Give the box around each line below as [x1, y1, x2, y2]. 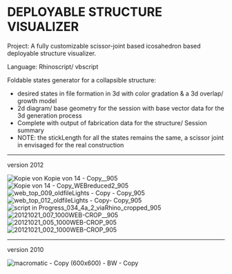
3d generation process [17, 111, 82, 120]
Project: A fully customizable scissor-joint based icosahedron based [7, 42, 202, 50]
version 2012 [7, 161, 44, 169]
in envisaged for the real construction [17, 140, 124, 149]
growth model [17, 96, 57, 104]
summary [17, 126, 45, 134]
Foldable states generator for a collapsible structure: [7, 75, 157, 84]
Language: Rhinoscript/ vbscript [7, 62, 99, 71]
